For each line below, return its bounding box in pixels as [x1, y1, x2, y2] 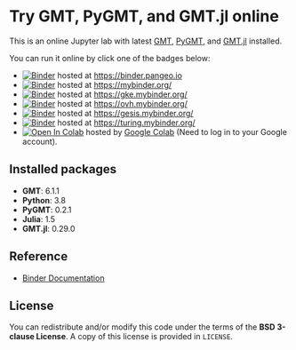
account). [21, 136, 58, 147]
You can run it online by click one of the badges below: [9, 52, 211, 63]
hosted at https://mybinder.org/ [57, 79, 172, 90]
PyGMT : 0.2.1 [21, 204, 72, 215]
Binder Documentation [21, 273, 105, 283]
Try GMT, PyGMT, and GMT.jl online [9, 6, 280, 27]
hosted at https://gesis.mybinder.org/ [57, 107, 194, 118]
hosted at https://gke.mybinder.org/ [57, 89, 188, 99]
